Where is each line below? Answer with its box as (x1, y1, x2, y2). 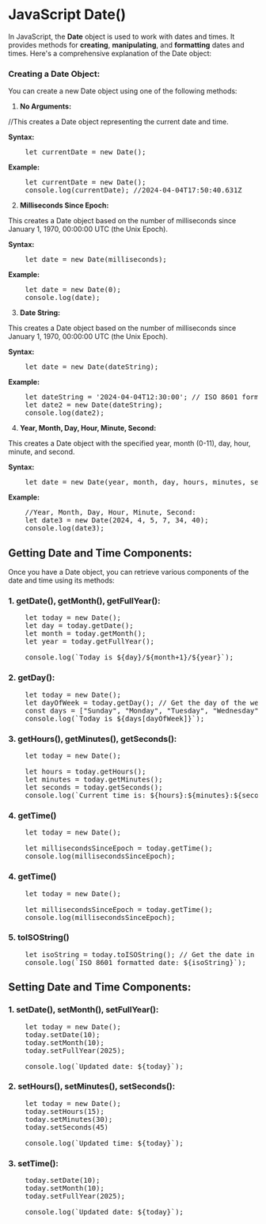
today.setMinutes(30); (25, 1115, 113, 1123)
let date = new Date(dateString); (25, 363, 159, 371)
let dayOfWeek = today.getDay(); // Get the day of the (25, 698, 247, 707)
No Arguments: (19, 101, 72, 112)
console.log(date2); (25, 409, 104, 417)
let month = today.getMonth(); (25, 629, 146, 638)
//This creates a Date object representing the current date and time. (8, 117, 229, 127)
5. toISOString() (8, 932, 70, 943)
